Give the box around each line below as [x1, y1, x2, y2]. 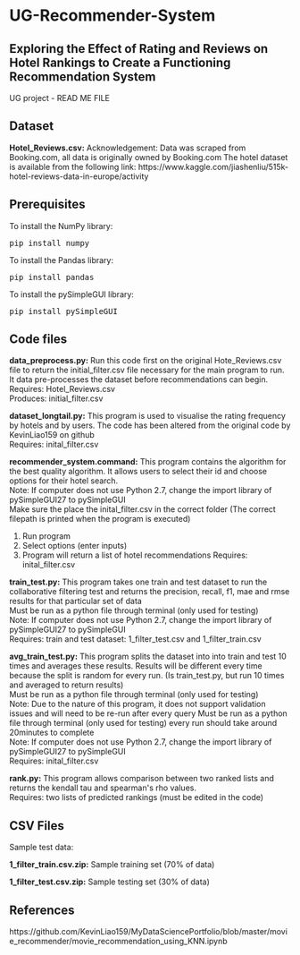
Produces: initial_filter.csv [9, 393, 104, 404]
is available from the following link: [9, 161, 137, 172]
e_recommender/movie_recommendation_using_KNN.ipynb [9, 936, 228, 947]
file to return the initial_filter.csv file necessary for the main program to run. [9, 364, 285, 376]
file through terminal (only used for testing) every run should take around [9, 718, 278, 729]
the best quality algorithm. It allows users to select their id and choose [9, 466, 268, 477]
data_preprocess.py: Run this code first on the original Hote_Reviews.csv [9, 355, 282, 366]
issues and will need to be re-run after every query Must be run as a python [9, 708, 287, 719]
